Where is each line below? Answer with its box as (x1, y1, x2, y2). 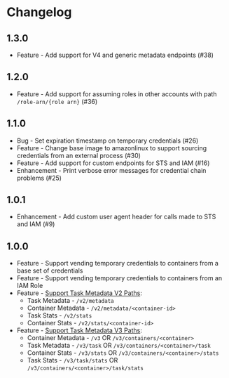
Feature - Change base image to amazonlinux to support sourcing (16, 143, 207, 152)
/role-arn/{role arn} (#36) (16, 97, 98, 105)
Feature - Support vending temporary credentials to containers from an (16, 274, 222, 282)
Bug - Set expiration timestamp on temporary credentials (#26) (16, 136, 199, 145)
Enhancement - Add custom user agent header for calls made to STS (16, 212, 216, 221)
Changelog (6, 4, 72, 20)
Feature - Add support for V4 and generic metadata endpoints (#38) (16, 51, 214, 59)
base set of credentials (16, 266, 83, 275)
